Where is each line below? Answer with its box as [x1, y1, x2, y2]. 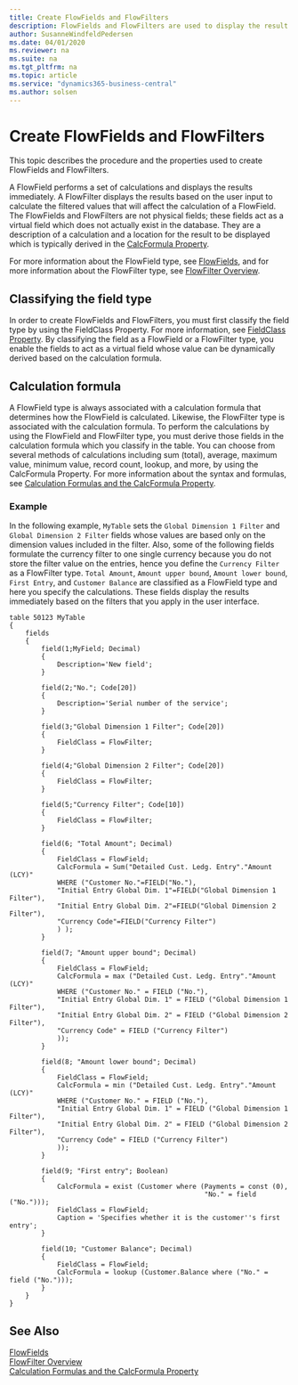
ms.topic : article [9, 71, 77, 80]
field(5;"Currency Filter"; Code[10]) [41, 801, 185, 810]
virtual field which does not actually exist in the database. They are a [9, 220, 261, 231]
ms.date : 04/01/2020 [9, 37, 86, 47]
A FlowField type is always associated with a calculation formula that [9, 403, 262, 413]
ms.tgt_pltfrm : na [9, 63, 77, 72]
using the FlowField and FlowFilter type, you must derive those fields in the [9, 431, 285, 442]
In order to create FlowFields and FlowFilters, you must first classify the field [9, 315, 290, 326]
